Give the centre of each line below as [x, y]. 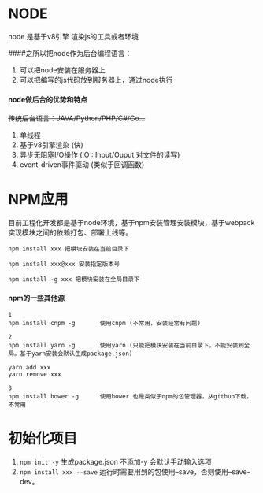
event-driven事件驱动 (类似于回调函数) [82, 165]
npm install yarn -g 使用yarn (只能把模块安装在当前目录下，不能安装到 [126, 346]
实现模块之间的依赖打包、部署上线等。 [70, 232]
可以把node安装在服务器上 [63, 70]
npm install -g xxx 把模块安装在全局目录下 [74, 280]
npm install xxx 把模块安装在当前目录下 [69, 249]
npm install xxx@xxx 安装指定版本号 [64, 265]
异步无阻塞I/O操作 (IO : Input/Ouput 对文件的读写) [100, 155]
